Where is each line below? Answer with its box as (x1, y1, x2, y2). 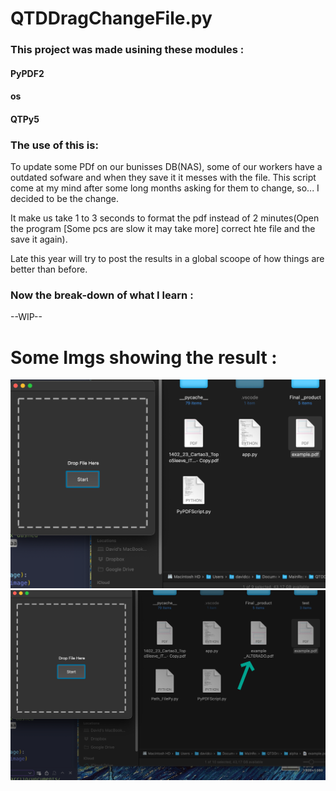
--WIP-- (10, 311, 43, 323)
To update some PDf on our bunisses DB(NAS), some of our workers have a (10, 161, 323, 173)
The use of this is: (10, 138, 99, 152)
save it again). (10, 233, 68, 246)
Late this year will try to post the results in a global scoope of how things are (10, 253, 325, 265)
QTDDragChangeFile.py (10, 7, 213, 30)
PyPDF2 (10, 67, 45, 79)
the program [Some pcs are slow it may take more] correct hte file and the (10, 223, 316, 235)
